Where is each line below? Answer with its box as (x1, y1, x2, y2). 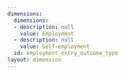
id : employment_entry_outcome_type (13, 50, 119, 57)
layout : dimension (7, 56, 61, 63)
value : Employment (20, 30, 74, 37)
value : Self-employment (20, 43, 90, 50)
